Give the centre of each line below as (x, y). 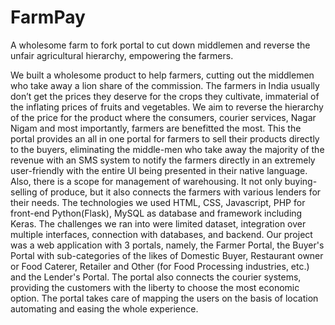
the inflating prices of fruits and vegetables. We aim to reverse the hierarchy (167, 107)
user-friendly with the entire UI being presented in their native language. (159, 170)
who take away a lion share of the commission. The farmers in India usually (165, 85)
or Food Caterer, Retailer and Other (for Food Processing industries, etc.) (160, 266)
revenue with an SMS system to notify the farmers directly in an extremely (163, 160)
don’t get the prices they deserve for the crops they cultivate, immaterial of (165, 96)
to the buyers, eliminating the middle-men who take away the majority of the (167, 149)
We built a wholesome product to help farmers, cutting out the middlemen (162, 75)
